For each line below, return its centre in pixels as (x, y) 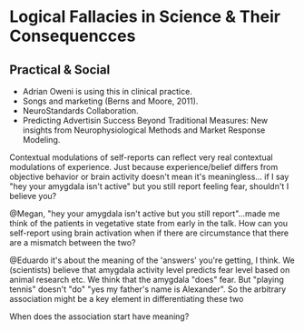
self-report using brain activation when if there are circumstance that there (149, 233)
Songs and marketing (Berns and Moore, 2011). (110, 101)
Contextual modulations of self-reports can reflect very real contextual (142, 157)
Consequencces (73, 36)
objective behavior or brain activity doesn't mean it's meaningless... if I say (149, 176)
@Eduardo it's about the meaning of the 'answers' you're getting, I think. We (152, 260)
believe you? (33, 196)
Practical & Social (60, 70)
